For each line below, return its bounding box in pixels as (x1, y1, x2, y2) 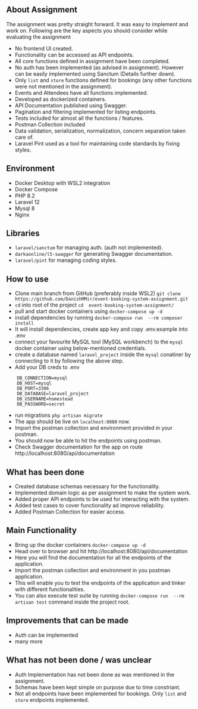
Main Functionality (6, 525, 77, 535)
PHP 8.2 (14, 192, 35, 199)
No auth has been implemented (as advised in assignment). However (14, 64, 184, 71)
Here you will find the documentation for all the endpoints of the (14, 554, 172, 561)
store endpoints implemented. (14, 696, 89, 703)
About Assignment (6, 5, 77, 15)
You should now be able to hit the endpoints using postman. (14, 437, 162, 444)
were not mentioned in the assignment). (14, 83, 113, 90)
